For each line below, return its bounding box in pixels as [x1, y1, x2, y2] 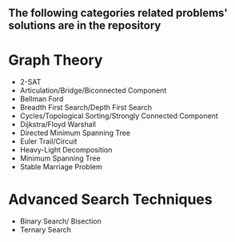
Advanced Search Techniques [8, 190, 213, 208]
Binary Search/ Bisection [19, 216, 102, 226]
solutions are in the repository [8, 19, 161, 33]
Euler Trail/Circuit [19, 137, 78, 146]
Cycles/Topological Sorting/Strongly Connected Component [19, 111, 218, 121]
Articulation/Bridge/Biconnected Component [19, 85, 167, 95]
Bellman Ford [19, 94, 64, 104]
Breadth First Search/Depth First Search [19, 103, 152, 113]
